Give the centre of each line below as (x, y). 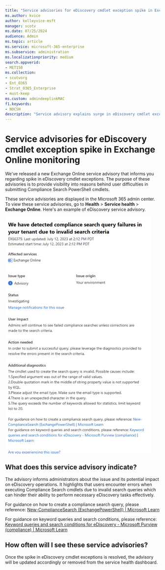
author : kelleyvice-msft (30, 21)
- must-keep (17, 94)
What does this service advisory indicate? (71, 467)
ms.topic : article (24, 42)
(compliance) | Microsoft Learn (36, 530)
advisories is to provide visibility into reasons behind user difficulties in (77, 184)
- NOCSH (13, 109)
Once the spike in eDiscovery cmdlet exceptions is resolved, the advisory (79, 557)
